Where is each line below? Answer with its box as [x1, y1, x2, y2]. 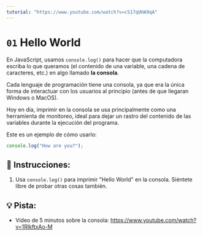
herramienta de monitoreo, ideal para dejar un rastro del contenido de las [6, 112, 191, 120]
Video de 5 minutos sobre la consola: [15, 216, 109, 224]
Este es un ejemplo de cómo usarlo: [6, 130, 97, 138]
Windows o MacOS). [6, 93, 58, 101]
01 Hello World [6, 35, 81, 49]
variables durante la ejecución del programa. [6, 119, 120, 126]
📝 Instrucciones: [6, 159, 71, 170]
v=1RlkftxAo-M [15, 223, 53, 230]
